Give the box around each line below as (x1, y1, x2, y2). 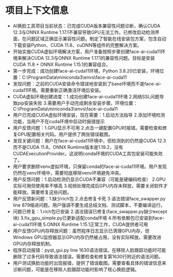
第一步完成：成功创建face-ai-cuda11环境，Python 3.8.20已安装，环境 (12, 67, 160, 74)
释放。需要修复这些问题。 (17, 189, 72, 195)
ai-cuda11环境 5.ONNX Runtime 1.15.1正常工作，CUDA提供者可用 (12, 221, 148, 227)
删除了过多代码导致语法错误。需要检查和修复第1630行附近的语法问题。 (12, 253, 163, 259)
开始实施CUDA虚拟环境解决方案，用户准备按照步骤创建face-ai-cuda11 (12, 48, 161, 55)
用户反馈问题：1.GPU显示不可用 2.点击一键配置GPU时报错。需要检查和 (12, 125, 163, 131)
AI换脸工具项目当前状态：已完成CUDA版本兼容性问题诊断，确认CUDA (12, 23, 161, 29)
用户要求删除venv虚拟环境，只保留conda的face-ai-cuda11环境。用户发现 (12, 163, 167, 169)
